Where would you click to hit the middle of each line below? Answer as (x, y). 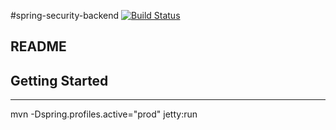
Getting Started (59, 80)
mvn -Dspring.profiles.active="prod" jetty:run (104, 114)
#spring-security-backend (65, 15)
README (38, 46)
